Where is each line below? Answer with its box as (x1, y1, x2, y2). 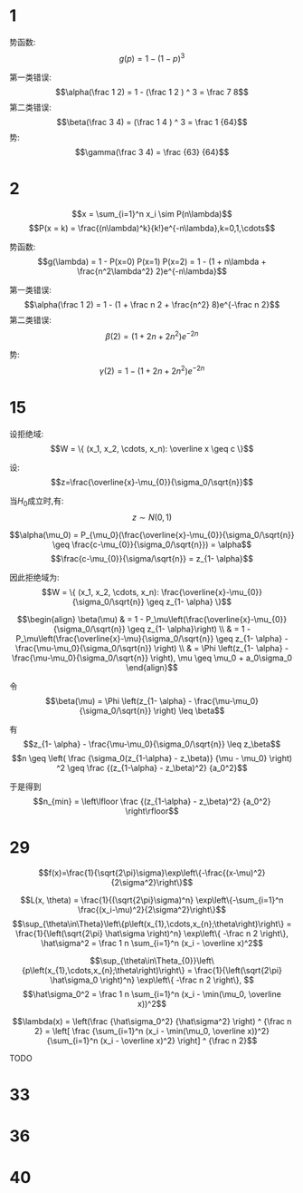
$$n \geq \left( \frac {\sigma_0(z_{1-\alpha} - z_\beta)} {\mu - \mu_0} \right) (12, 752, 292, 763)
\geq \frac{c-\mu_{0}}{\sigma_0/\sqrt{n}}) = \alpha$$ (52, 539, 252, 550)
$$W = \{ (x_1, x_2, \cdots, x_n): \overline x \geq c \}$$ (50, 443, 254, 454)
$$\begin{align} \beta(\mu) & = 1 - (16, 613, 145, 624)
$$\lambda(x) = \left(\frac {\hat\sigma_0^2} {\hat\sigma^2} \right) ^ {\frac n (12, 1015, 292, 1026)
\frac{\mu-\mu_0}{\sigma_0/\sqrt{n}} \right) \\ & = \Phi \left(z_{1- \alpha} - (14, 642, 289, 653)
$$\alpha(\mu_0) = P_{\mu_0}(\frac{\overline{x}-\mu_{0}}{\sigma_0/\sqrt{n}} (9, 529, 295, 540)
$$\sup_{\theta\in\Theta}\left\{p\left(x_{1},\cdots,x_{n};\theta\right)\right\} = (12, 918, 292, 929)
